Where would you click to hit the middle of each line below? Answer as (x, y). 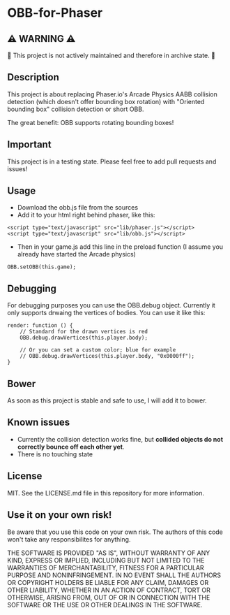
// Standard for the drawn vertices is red (84, 332)
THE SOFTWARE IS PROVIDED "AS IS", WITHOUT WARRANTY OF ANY (109, 553)
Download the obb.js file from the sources (77, 208)
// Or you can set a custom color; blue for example (98, 350)
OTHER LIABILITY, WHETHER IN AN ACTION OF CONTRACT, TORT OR (109, 590)
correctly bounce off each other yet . (71, 447)
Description (33, 77)
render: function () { (40, 326)
